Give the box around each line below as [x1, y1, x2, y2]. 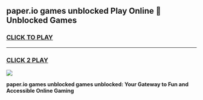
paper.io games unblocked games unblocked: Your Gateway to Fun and [6, 80, 189, 87]
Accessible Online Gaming [6, 87, 74, 94]
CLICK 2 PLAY [6, 56, 48, 64]
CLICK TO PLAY [6, 34, 53, 42]
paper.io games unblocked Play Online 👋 [6, 6, 161, 16]
